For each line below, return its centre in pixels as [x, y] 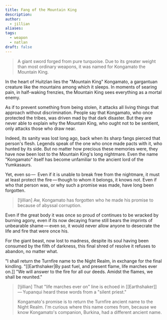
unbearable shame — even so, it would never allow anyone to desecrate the [83, 225]
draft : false [19, 47]
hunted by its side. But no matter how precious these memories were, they [82, 148]
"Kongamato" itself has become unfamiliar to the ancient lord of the [74, 159]
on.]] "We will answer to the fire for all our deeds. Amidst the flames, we [79, 271]
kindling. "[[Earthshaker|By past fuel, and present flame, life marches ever [81, 266]
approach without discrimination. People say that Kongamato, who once [79, 112]
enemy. [13, 97]
